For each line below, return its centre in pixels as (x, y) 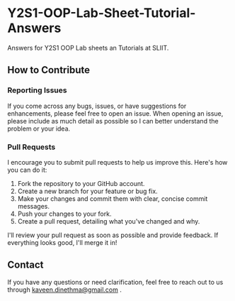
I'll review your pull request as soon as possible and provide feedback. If (113, 235)
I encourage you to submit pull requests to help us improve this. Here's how (117, 162)
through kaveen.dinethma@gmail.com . (65, 290)
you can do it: (27, 170)
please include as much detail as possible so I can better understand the (113, 121)
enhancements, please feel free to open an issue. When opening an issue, (115, 113)
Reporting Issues (37, 90)
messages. (34, 206)
